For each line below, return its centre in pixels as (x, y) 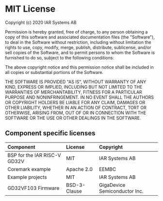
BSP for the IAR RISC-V (34, 155)
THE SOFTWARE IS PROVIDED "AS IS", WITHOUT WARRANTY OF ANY (76, 82)
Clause (74, 191)
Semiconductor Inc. (121, 191)
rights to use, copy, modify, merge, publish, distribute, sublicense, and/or (78, 47)
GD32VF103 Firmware (33, 188)
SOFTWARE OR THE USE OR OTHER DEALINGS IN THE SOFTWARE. (73, 118)
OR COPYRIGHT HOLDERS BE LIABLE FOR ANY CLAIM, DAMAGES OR (75, 102)
